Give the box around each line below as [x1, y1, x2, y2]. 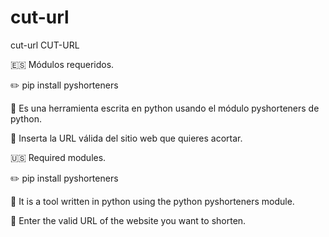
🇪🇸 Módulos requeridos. [10, 58, 115, 70]
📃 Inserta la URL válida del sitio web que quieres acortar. [10, 132, 243, 144]
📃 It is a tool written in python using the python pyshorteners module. [10, 195, 295, 207]
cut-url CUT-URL [10, 39, 80, 51]
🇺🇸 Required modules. [10, 151, 107, 163]
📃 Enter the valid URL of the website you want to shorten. [10, 214, 247, 226]
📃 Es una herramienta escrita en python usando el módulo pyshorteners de [10, 102, 320, 114]
